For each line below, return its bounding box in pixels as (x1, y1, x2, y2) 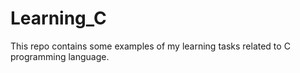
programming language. (10, 50, 110, 62)
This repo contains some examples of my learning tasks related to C (10, 40, 291, 52)
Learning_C (10, 7, 107, 30)
